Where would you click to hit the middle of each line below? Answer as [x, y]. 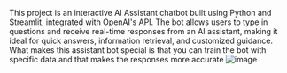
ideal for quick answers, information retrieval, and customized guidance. [141, 40]
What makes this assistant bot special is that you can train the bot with [138, 50]
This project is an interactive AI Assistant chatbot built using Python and [140, 13]
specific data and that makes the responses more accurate [116, 59]
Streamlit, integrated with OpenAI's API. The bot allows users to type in [139, 22]
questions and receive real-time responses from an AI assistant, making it [143, 31]
